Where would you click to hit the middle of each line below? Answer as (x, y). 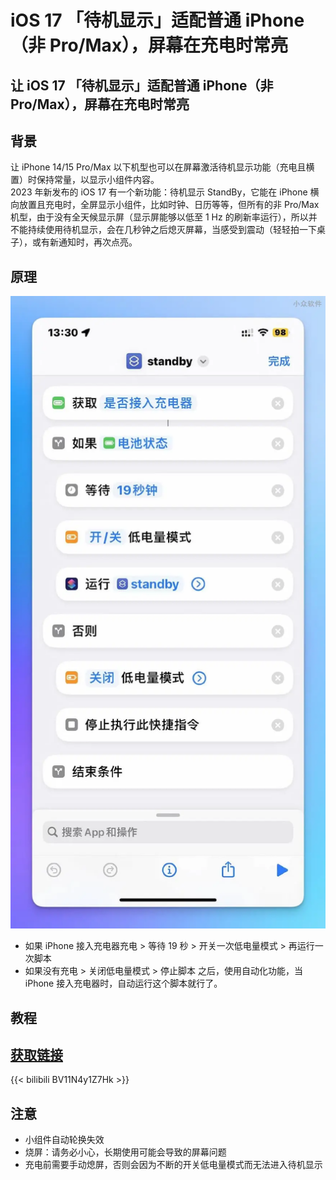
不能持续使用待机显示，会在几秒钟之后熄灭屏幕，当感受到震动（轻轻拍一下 (163, 230)
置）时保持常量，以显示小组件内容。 (85, 180)
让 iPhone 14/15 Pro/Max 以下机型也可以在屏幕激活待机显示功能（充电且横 (162, 167)
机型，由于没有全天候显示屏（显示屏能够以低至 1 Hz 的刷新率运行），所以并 (164, 217)
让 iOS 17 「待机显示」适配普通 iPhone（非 (142, 85)
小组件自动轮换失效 (64, 1140)
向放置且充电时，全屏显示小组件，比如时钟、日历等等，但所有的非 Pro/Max (165, 205)
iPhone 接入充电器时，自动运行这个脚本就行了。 (123, 983)
